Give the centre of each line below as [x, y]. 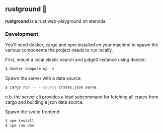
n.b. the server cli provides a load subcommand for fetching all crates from [82, 97]
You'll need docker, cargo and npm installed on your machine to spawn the [82, 45]
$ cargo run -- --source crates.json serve [51, 87]
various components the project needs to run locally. [59, 50]
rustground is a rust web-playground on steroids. [56, 21]
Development [22, 34]
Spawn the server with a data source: [43, 78]
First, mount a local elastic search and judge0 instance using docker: [76, 60]
